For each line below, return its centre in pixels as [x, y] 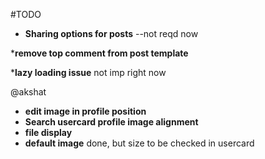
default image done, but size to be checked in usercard [139, 143]
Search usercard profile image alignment [111, 122]
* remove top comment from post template [99, 53]
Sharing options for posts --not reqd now [111, 33]
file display [48, 132]
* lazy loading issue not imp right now [88, 72]
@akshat [28, 92]
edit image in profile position [85, 111]
